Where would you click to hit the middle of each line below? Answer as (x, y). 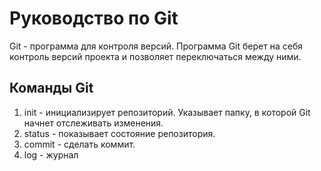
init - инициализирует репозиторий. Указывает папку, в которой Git (167, 112)
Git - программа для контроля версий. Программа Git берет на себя (156, 46)
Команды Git (51, 88)
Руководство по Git (94, 18)
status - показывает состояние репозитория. (119, 133)
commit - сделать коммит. (79, 144)
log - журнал (51, 154)
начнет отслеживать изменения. (93, 123)
